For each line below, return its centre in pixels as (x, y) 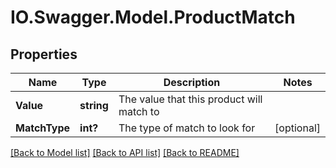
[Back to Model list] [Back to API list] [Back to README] (125, 152)
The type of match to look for (187, 128)
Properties (44, 54)
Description (192, 82)
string (94, 105)
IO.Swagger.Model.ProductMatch (153, 17)
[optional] (297, 128)
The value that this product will (190, 99)
